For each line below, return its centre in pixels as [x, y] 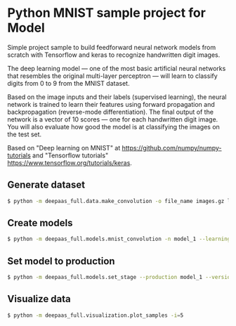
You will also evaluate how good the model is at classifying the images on [113, 126]
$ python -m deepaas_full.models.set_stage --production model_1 [105, 278]
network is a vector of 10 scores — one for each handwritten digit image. [113, 119]
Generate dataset [46, 185]
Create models [40, 223]
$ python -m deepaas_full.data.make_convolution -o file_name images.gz [116, 201]
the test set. [25, 134]
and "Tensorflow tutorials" [71, 155]
